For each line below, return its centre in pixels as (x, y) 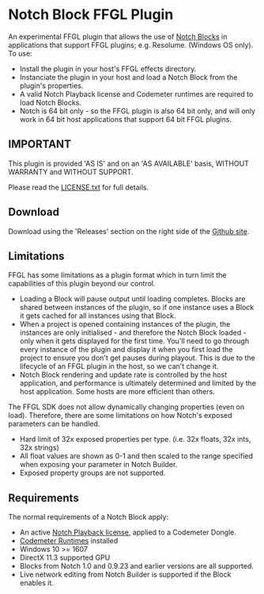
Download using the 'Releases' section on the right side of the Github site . (129, 231)
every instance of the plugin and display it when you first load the (126, 350)
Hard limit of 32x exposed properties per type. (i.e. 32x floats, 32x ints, (135, 439)
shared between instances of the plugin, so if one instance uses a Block (137, 308)
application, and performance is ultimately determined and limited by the (138, 383)
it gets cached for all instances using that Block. (98, 316)
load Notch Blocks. (50, 102)
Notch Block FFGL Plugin (91, 15)
